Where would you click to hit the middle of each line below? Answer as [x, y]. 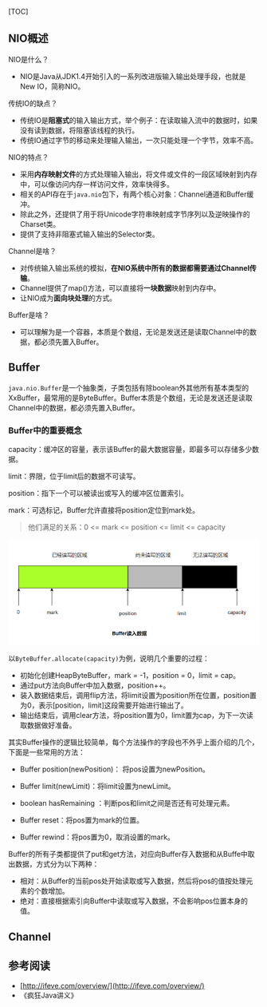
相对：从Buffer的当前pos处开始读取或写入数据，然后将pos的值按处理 [133, 881]
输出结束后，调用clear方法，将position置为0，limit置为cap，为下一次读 [136, 716]
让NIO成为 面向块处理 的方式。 [68, 298]
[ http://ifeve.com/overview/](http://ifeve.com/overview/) [112, 985]
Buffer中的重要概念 [45, 430]
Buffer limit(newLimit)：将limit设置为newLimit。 [97, 787]
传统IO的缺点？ [33, 103]
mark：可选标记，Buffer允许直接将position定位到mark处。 [104, 509]
